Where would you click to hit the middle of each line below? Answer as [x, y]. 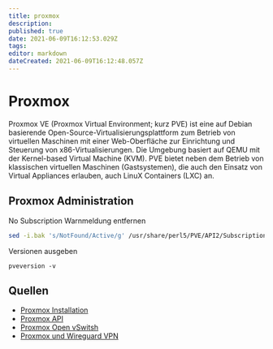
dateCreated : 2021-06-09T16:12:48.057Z [76, 62]
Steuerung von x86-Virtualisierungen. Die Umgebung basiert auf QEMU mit [134, 149]
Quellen [28, 290]
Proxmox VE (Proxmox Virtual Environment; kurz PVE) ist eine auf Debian [130, 123]
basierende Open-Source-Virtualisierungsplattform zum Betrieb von [122, 132]
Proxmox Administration [71, 201]
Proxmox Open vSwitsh [59, 327]
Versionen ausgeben [43, 251]
